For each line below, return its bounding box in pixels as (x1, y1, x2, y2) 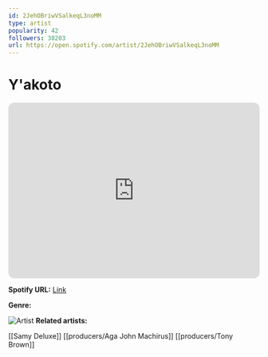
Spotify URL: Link (8, 285, 67, 295)
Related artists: (35, 316, 88, 326)
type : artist (8, 19, 52, 27)
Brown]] (8, 340, 35, 350)
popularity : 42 (8, 26, 59, 34)
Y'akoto (8, 76, 62, 94)
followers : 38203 (8, 34, 66, 42)
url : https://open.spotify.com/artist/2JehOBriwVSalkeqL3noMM (8, 42, 219, 50)
